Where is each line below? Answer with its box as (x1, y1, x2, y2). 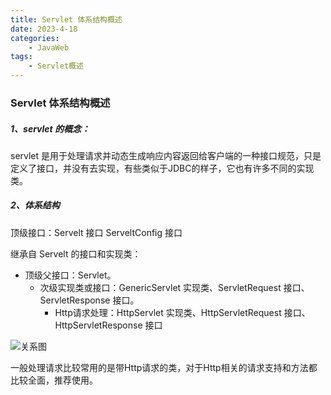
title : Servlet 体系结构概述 (10, 14, 123, 25)
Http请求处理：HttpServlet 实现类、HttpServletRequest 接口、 (54, 306, 311, 318)
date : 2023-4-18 (10, 24, 78, 34)
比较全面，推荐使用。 (10, 374, 98, 386)
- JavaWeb (28, 42, 70, 53)
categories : (10, 33, 60, 43)
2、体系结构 (10, 199, 60, 211)
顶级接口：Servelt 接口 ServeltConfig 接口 (10, 226, 183, 238)
